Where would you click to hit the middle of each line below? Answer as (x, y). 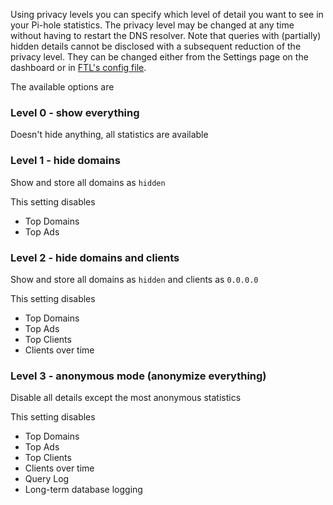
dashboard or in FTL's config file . (78, 67)
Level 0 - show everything (75, 112)
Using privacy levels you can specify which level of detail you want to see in (167, 14)
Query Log (47, 479)
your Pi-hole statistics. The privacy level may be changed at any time (152, 25)
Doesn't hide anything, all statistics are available (109, 135)
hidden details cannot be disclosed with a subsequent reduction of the (156, 46)
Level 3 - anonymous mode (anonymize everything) (138, 376)
